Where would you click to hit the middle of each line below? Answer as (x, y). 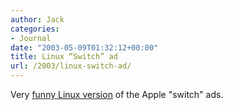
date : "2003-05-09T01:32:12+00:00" (84, 47)
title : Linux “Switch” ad (64, 57)
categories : (35, 29)
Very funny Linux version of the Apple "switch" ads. (117, 94)
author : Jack (37, 19)
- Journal (31, 38)
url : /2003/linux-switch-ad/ (71, 66)
